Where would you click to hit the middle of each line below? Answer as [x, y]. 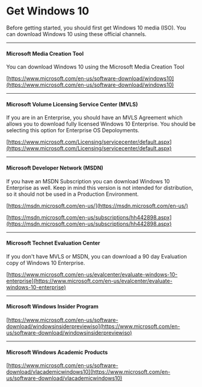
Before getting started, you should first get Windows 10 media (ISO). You [96, 28]
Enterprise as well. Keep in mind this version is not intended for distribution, [100, 187]
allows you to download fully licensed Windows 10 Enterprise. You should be [101, 124]
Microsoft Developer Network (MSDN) [55, 168]
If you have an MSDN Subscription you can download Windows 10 [88, 181]
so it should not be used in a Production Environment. [73, 194]
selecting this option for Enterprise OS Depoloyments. [73, 130]
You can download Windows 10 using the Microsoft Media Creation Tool [95, 67]
